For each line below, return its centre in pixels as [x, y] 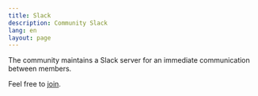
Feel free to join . [35, 84]
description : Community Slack [58, 23]
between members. [40, 69]
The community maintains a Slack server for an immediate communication [129, 60]
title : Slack [30, 15]
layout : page [30, 38]
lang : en [23, 30]
